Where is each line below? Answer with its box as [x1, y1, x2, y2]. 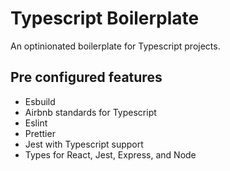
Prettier [24, 127, 56, 139]
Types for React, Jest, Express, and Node [24, 148, 197, 161]
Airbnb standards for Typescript [24, 106, 157, 118]
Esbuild [24, 95, 56, 107]
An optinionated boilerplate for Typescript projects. [10, 40, 221, 52]
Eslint [24, 117, 48, 129]
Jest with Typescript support [24, 138, 144, 150]
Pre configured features [10, 69, 163, 86]
